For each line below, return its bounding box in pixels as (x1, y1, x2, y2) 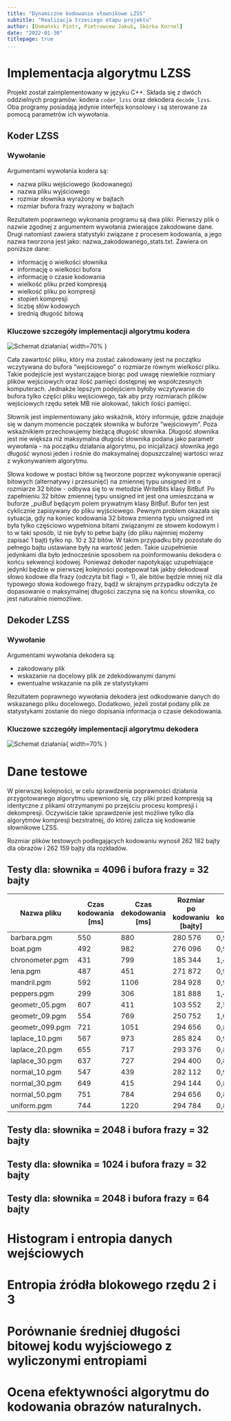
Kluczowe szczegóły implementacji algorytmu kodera (7, 326, 190, 336)
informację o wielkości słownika (16, 258, 108, 266)
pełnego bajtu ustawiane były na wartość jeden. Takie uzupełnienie (7, 543, 197, 552)
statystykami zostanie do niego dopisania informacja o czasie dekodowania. (7, 707, 223, 715)
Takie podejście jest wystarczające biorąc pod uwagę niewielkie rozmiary (7, 370, 215, 379)
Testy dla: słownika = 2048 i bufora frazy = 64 (7, 1192, 210, 1204)
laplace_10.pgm (10, 1034, 63, 1043)
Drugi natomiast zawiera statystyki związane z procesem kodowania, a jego (7, 230, 222, 238)
